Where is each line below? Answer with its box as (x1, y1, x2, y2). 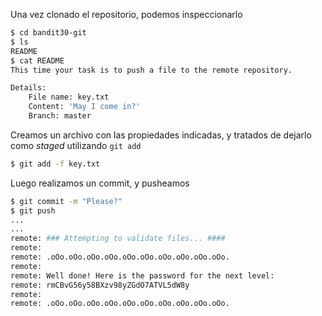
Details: (10, 83, 47, 93)
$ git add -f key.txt (10, 159, 101, 169)
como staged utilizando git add (10, 139, 142, 151)
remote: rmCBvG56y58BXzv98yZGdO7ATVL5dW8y (10, 280, 190, 290)
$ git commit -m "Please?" (10, 196, 123, 206)
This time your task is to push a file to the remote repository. (10, 65, 293, 75)
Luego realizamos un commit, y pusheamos (10, 177, 190, 189)
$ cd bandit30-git (10, 28, 87, 38)
